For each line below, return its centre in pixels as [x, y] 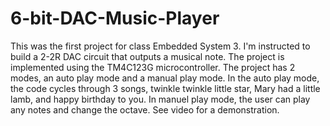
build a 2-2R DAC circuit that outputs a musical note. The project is [147, 56]
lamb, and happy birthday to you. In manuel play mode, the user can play [160, 99]
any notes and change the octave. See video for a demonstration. [145, 109]
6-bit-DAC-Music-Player [115, 18]
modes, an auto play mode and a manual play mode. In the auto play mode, [165, 78]
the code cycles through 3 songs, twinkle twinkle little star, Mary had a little [165, 88]
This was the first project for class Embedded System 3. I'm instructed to [160, 46]
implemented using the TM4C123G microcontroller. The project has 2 [153, 67]
